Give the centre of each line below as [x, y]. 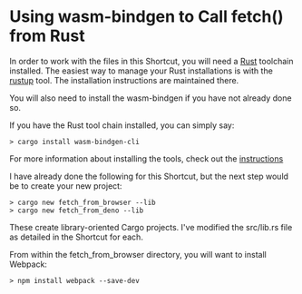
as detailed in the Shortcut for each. [76, 237]
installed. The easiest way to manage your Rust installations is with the [141, 71]
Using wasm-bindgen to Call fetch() [146, 17]
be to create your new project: [66, 186]
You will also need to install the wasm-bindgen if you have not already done [151, 98]
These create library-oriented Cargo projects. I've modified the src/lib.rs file [151, 227]
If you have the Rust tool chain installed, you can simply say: [122, 125]
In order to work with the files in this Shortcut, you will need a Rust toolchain [151, 61]
